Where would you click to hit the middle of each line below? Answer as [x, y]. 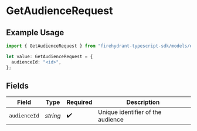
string [53, 116]
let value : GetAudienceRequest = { [50, 56]
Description [143, 102]
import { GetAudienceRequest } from [51, 46]
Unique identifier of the [130, 112]
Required [79, 102]
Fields [18, 85]
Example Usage [35, 33]
